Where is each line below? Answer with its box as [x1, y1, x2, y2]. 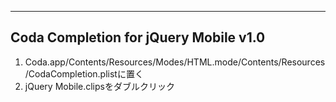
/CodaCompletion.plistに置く [24, 67, 144, 80]
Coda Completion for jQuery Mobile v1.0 [10, 29, 266, 46]
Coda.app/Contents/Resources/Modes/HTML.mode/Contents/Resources [24, 56, 326, 68]
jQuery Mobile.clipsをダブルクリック [24, 80, 175, 92]
